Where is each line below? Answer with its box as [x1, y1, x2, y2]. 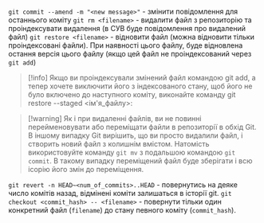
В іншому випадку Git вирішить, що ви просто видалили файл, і [27, 131, 243, 140]
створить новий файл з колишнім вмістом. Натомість [27, 139, 210, 148]
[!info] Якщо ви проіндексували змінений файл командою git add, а [27, 73, 257, 82]
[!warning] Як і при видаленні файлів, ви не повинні [27, 114, 202, 123]
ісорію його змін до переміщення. [27, 165, 144, 174]
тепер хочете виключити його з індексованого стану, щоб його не [27, 81, 253, 91]
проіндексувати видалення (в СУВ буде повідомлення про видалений [8, 24, 246, 33]
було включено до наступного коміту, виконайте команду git [27, 90, 236, 99]
